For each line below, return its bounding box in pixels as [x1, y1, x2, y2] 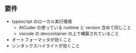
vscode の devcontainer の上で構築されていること [19, 31, 119, 36]
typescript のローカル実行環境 [11, 18, 72, 24]
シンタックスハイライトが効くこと [11, 43, 80, 49]
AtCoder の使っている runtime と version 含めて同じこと [19, 24, 132, 30]
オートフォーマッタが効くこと [11, 36, 72, 42]
